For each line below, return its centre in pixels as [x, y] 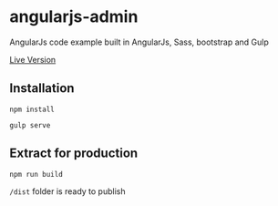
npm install [32, 109]
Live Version [33, 59]
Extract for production [74, 154]
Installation [42, 88]
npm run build [36, 174]
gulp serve [30, 125]
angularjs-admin [74, 17]
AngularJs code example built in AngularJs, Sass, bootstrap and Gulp [139, 42]
